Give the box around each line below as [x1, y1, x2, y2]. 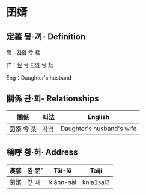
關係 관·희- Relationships [6, 94, 99, 104]
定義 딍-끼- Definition [6, 31, 86, 42]
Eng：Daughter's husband [6, 74, 72, 82]
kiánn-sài [49, 177, 77, 186]
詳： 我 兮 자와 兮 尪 [6, 62, 54, 68]
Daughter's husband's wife [60, 124, 137, 133]
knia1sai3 [82, 177, 110, 186]
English [87, 112, 110, 121]
